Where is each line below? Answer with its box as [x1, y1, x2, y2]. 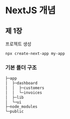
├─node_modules [5, 104, 38, 109]
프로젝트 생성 [5, 41, 32, 47]
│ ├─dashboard [5, 81, 38, 86]
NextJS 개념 [5, 5, 56, 16]
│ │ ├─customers [5, 85, 44, 91]
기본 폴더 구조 [5, 64, 37, 71]
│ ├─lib [5, 95, 24, 100]
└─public [5, 109, 24, 114]
